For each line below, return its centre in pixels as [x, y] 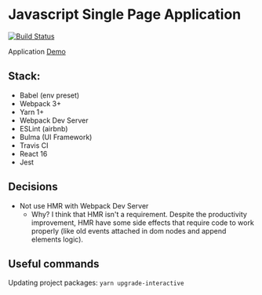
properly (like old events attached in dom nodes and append [129, 230]
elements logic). [57, 239]
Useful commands [54, 264]
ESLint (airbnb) [44, 128]
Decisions [33, 187]
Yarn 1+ [32, 112]
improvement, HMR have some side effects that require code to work [143, 223]
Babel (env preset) [49, 95]
